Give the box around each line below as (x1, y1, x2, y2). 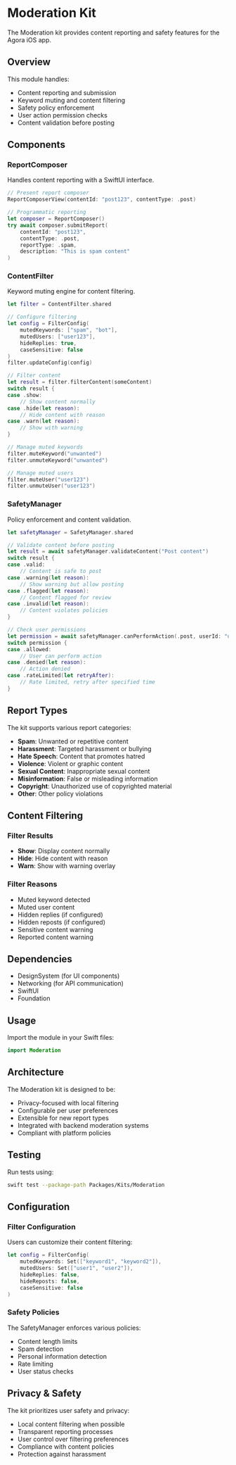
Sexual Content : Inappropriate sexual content (17, 767, 150, 775)
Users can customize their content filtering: (7, 1238, 133, 1247)
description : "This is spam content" (20, 248, 131, 255)
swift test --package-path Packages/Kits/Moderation (7, 1181, 165, 1188)
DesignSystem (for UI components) (17, 972, 120, 980)
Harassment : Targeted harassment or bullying (17, 744, 152, 753)
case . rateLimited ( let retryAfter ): (7, 672, 114, 679)
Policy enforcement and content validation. (7, 515, 131, 524)
